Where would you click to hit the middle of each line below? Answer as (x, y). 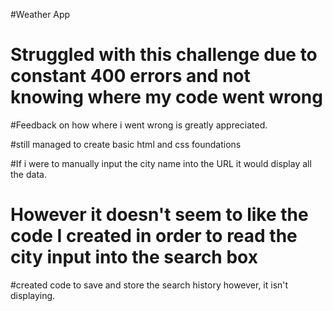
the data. (28, 174)
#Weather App (40, 14)
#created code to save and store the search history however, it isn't (149, 285)
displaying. (33, 295)
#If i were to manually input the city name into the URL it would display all (161, 163)
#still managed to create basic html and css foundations (126, 144)
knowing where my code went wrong (166, 97)
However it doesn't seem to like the (159, 215)
